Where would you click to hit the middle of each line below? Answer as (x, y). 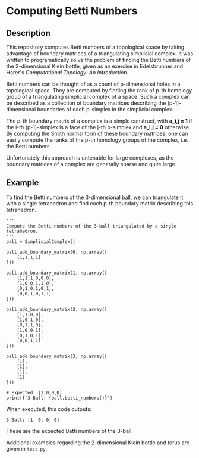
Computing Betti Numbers (72, 11)
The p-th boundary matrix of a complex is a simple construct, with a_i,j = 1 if (99, 121)
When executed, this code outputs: (49, 409)
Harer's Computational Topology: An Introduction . (67, 72)
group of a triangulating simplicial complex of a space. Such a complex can (98, 97)
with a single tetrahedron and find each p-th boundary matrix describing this (100, 203)
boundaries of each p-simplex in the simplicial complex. (105, 109)
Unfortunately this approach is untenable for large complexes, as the (90, 158)
